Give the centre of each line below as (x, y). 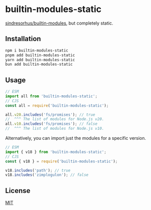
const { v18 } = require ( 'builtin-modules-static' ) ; (61, 161)
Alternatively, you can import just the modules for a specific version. (76, 138)
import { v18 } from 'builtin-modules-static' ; (56, 152)
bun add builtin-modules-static (39, 64)
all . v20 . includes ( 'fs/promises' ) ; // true (50, 115)
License (18, 191)
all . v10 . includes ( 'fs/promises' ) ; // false (51, 124)
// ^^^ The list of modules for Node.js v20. (55, 119)
